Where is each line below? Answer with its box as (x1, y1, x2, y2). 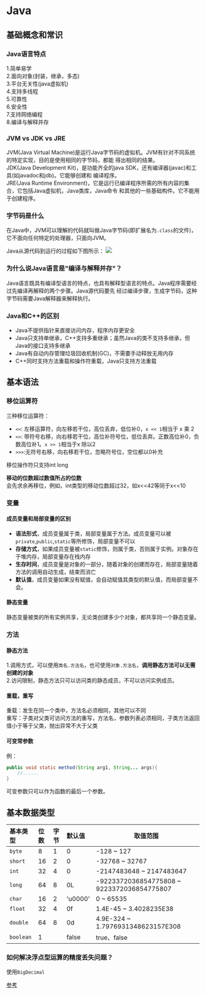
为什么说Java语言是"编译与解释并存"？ (6, 264, 123, 273)
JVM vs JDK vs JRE (6, 134, 66, 142)
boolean (9, 934, 32, 941)
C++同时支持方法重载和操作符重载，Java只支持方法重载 (15, 357, 157, 365)
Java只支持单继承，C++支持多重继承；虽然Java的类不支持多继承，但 (15, 334, 191, 342)
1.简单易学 (6, 64, 32, 72)
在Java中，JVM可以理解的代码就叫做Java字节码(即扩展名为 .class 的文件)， (6, 226, 197, 234)
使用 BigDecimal (6, 968, 45, 976)
